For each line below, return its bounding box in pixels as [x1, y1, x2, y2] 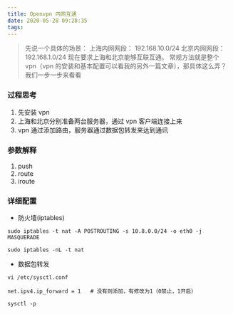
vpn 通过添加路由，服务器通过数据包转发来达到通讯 [17, 125, 169, 134]
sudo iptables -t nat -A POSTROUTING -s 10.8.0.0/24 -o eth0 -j [7, 228, 202, 235]
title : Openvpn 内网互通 [7, 10, 77, 18]
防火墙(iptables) [17, 214, 65, 222]
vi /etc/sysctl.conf [7, 274, 69, 281]
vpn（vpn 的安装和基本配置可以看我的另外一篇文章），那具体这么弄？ [24, 62, 227, 70]
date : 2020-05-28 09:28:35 [7, 17, 88, 24]
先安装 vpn [17, 108, 50, 116]
